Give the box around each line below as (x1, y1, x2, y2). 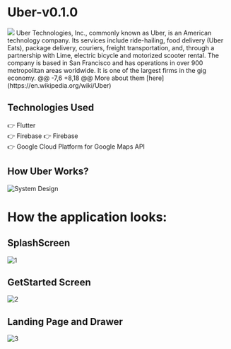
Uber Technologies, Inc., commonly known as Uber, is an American (16, 28, 212, 37)
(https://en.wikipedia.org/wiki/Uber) (7, 81, 112, 89)
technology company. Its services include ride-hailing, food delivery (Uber (7, 36, 224, 45)
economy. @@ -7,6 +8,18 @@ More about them (7, 74, 145, 82)
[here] (146, 74, 165, 82)
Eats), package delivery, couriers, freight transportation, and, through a (7, 43, 215, 52)
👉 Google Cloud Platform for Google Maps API (7, 142, 145, 151)
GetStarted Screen (7, 276, 92, 288)
